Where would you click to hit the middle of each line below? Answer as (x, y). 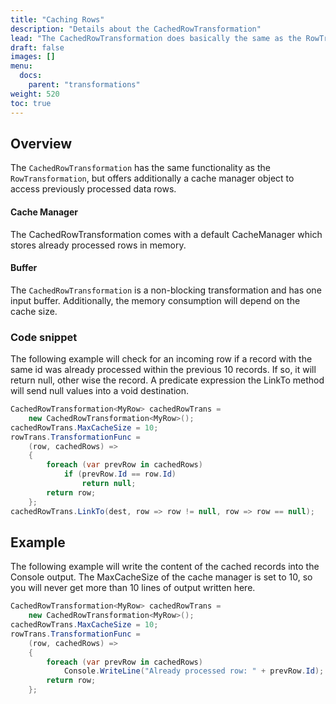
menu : (21, 66)
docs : (31, 76)
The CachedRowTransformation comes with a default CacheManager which (166, 234)
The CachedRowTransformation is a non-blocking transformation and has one (166, 290)
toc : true (31, 103)
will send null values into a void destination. (100, 391)
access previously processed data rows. (93, 189)
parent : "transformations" (84, 85)
